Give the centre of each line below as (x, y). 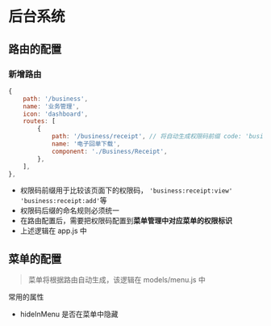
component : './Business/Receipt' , (109, 151)
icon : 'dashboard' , (56, 114)
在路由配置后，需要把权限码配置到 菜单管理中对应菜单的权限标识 (126, 221)
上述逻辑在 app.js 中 (53, 231)
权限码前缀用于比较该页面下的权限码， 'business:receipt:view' (126, 190)
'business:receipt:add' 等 (63, 201)
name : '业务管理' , (51, 106)
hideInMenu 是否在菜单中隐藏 (69, 314)
